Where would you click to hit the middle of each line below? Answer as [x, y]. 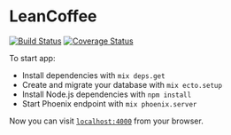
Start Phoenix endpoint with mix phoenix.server [109, 103]
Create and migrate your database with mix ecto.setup [122, 84]
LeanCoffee [53, 16]
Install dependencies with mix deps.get [93, 75]
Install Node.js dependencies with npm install [107, 94]
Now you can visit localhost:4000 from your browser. [106, 121]
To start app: [32, 58]
